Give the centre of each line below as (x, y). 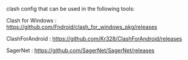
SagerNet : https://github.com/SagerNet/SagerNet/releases (80, 50)
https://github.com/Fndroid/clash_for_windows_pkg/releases (82, 27)
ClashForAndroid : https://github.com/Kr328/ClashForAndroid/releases (94, 38)
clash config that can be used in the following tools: (70, 9)
